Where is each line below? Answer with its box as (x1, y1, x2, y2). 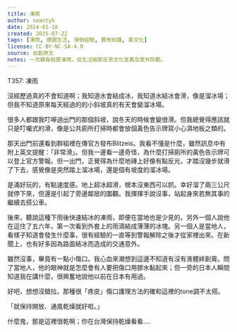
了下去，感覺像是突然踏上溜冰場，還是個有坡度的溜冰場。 (7, 165, 174, 173)
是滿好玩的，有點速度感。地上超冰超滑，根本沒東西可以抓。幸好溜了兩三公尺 (7, 180, 230, 189)
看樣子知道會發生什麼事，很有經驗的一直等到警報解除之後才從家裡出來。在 (7, 230, 224, 239)
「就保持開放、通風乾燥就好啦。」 (7, 302, 104, 310)
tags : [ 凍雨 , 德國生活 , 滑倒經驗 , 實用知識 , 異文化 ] (7, 37, 147, 44)
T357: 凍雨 (7, 76, 39, 85)
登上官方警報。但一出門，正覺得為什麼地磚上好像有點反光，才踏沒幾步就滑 (13, 156, 230, 165)
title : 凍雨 (7, 10, 40, 18)
